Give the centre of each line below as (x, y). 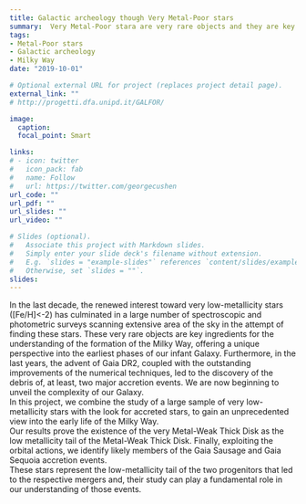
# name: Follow (42, 178)
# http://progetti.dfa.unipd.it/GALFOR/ (87, 102)
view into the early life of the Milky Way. (84, 422)
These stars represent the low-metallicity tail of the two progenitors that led (151, 470)
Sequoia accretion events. (58, 460)
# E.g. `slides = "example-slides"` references (106, 262)
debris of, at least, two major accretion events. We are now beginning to (144, 383)
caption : (34, 127)
